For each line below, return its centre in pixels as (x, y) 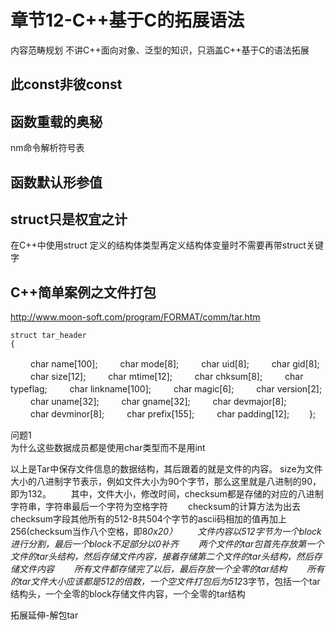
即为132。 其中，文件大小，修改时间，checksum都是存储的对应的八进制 (167, 494)
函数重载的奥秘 (56, 121)
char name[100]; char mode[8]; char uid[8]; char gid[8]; (174, 364)
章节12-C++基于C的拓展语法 (127, 20)
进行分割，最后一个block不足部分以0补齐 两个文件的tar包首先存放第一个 (167, 544)
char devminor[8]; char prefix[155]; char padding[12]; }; (173, 414)
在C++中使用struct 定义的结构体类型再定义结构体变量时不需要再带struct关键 (167, 245)
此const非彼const (66, 84)
